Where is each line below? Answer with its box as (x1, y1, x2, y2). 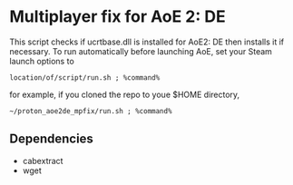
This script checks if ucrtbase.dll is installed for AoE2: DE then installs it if (9, 36, 284, 47)
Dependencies (9, 131, 93, 147)
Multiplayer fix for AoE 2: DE (9, 6, 226, 27)
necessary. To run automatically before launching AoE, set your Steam (9, 45, 272, 56)
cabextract (22, 155, 63, 166)
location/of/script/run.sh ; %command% (9, 73, 161, 83)
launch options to (9, 55, 74, 66)
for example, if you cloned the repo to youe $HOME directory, (9, 89, 240, 100)
